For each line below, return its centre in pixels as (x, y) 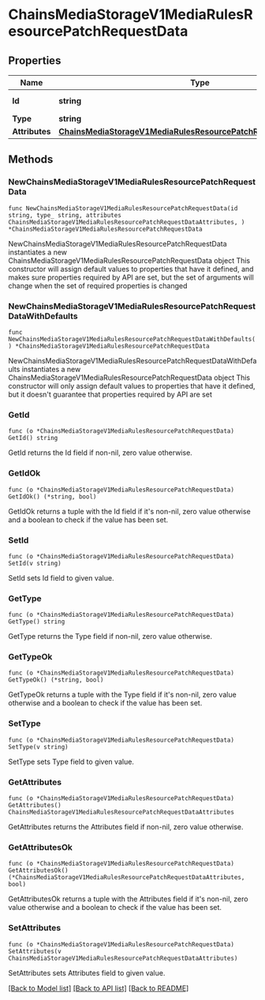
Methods (31, 160)
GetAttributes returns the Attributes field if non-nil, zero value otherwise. (126, 827)
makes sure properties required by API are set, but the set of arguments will (131, 277)
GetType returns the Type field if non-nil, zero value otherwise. (110, 637)
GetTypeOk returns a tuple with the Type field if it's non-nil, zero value (122, 695)
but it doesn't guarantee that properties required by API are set (110, 394)
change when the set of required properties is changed (98, 285)
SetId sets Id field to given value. (61, 577)
